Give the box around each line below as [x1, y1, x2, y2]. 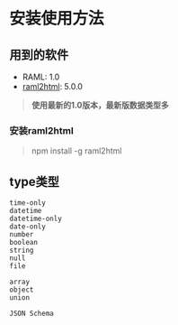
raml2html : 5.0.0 [22, 81, 84, 91]
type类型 [9, 173, 60, 190]
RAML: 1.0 [22, 71, 60, 82]
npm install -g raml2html [31, 145, 122, 156]
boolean [9, 238, 39, 247]
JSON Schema [9, 309, 54, 319]
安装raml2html [9, 124, 74, 136]
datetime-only [9, 214, 63, 224]
